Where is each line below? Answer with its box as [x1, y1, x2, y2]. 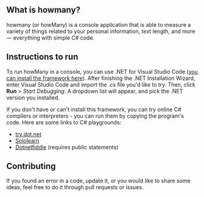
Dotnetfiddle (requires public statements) [15, 143, 119, 151]
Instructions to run [6, 52, 79, 62]
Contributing [6, 161, 56, 171]
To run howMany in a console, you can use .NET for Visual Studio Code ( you [6, 68, 198, 75]
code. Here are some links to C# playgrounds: [6, 118, 122, 126]
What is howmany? [6, 5, 81, 15]
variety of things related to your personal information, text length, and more [6, 27, 195, 35]
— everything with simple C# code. [6, 34, 95, 41]
